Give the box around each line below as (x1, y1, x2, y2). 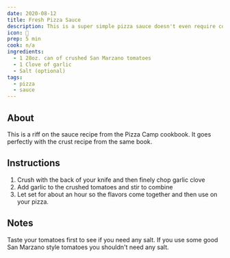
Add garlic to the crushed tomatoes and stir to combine (16, 183, 173, 191)
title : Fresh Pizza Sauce (7, 16, 81, 23)
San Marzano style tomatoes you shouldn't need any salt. (7, 243, 169, 251)
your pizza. (16, 197, 49, 206)
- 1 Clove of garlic (13, 61, 72, 68)
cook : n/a (7, 42, 36, 49)
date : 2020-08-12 (7, 10, 57, 17)
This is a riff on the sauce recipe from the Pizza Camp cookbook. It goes (7, 130, 212, 138)
